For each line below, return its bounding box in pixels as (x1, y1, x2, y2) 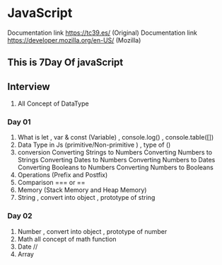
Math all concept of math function (17, 235, 117, 243)
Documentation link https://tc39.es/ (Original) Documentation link (7, 28, 198, 37)
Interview (7, 80, 51, 93)
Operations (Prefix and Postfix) (17, 171, 108, 179)
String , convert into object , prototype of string (17, 193, 156, 202)
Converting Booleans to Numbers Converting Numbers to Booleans (17, 163, 214, 171)
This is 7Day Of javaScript (7, 57, 124, 69)
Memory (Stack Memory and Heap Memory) (17, 186, 147, 194)
